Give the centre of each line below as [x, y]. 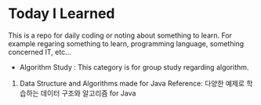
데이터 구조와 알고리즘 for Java [88, 93]
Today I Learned [62, 14]
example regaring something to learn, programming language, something [126, 43]
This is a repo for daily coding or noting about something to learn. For [120, 35]
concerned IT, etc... [40, 52]
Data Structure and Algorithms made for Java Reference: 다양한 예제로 [132, 83]
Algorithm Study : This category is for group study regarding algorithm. [134, 67]
